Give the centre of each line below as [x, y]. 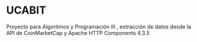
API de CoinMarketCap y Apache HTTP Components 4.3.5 [78, 33]
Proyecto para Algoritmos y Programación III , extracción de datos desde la [99, 27]
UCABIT [26, 10]
